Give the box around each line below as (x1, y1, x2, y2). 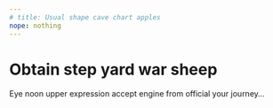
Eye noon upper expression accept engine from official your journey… (9, 89, 265, 99)
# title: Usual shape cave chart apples (9, 12, 162, 22)
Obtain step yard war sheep (9, 59, 218, 80)
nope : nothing (9, 21, 62, 30)
